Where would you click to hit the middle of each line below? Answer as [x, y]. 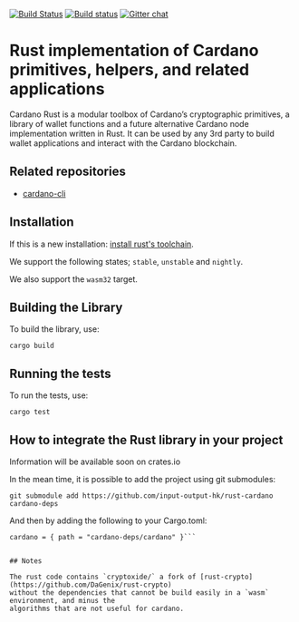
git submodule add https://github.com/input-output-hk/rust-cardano [141, 496]
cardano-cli [44, 193]
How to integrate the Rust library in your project [146, 440]
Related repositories [68, 172]
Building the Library [66, 307]
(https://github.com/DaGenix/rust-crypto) [91, 585]
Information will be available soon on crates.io [95, 462]
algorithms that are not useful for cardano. [96, 608]
